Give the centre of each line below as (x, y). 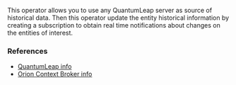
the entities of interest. (40, 33)
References (28, 51)
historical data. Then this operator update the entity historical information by (118, 18)
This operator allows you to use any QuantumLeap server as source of (110, 10)
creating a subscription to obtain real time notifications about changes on (114, 25)
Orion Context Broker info (55, 74)
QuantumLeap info (45, 67)
